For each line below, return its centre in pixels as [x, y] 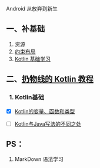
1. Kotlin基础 [27, 98]
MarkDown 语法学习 [39, 159]
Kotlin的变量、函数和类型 [45, 111]
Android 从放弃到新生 [32, 9]
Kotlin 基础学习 [33, 59]
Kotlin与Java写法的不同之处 [48, 124]
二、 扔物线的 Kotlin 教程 [50, 79]
